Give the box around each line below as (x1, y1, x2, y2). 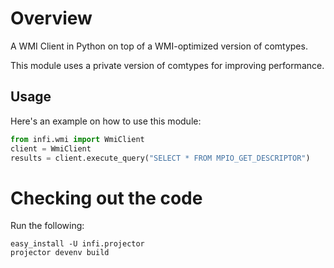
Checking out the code (10, 187, 203, 209)
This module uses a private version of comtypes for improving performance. (10, 59, 325, 71)
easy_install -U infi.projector (10, 239, 145, 249)
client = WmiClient (10, 143, 92, 154)
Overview (10, 7, 93, 30)
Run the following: (10, 220, 85, 232)
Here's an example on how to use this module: (10, 115, 202, 127)
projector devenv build (10, 248, 110, 258)
